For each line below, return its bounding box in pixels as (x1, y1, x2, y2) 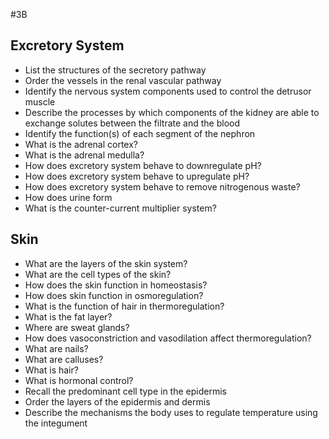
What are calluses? (24, 353, 104, 365)
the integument (24, 417, 88, 429)
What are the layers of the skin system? (24, 257, 188, 269)
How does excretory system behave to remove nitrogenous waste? (24, 180, 301, 193)
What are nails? (24, 342, 89, 354)
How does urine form (24, 191, 113, 203)
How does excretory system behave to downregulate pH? (24, 159, 262, 171)
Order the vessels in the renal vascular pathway (24, 74, 222, 86)
